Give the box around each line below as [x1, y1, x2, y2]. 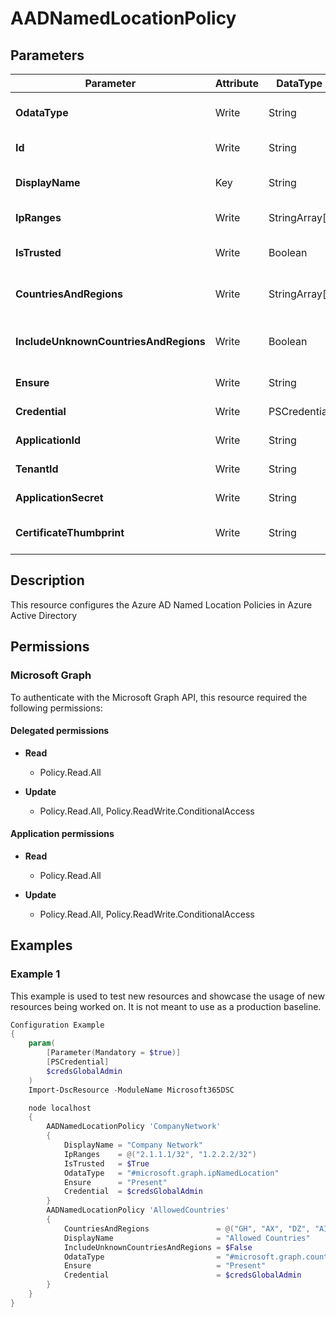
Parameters [10, 47, 85, 64]
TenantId [15, 462, 59, 476]
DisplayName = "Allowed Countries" [63, 1233, 311, 1243]
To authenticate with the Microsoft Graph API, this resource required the [10, 691, 308, 703]
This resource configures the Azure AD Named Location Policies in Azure [10, 598, 313, 611]
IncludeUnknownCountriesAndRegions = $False [63, 1242, 253, 1252]
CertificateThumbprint [15, 526, 125, 539]
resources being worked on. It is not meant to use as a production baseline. [10, 1000, 322, 1012]
